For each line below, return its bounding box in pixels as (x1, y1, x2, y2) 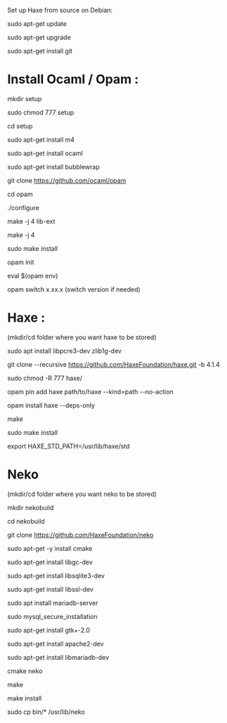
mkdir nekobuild (7, 503, 54, 512)
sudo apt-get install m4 (7, 135, 75, 143)
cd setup (7, 122, 33, 130)
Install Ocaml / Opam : (7, 72, 139, 87)
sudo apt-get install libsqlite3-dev (7, 571, 105, 580)
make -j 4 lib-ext (7, 217, 56, 226)
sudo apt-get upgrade (7, 33, 72, 41)
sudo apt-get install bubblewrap (7, 162, 100, 171)
